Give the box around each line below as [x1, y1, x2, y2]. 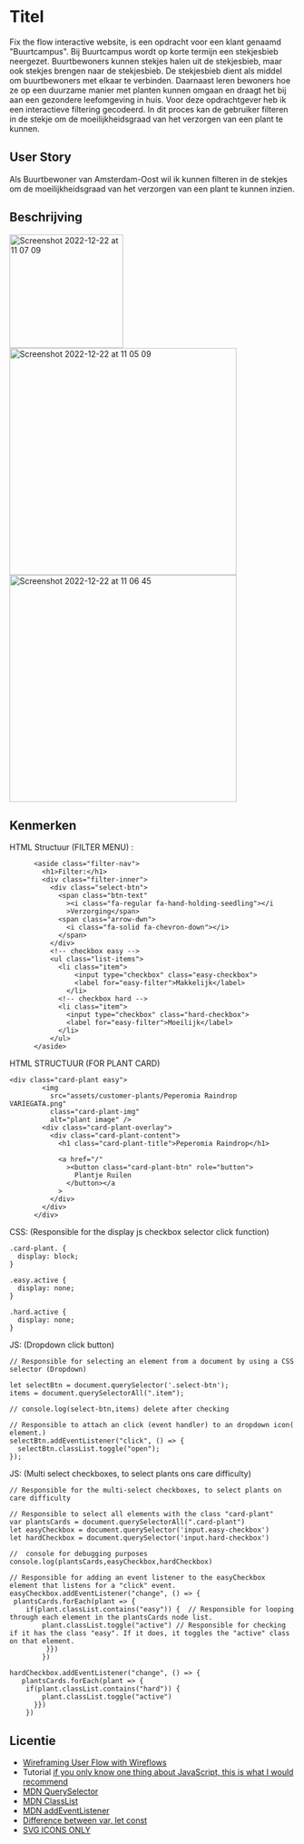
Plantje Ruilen [74, 1171, 132, 1180]
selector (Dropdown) [9, 1365, 88, 1375]
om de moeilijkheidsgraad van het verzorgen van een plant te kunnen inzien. [9, 183, 295, 194]
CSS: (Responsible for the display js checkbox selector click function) [9, 1227, 270, 1238]
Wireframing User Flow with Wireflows [22, 1757, 167, 1768]
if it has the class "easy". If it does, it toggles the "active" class [9, 1629, 290, 1638]
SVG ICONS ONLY [22, 1825, 91, 1836]
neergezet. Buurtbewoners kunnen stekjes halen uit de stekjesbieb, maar [9, 55, 283, 66]
